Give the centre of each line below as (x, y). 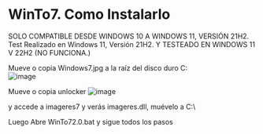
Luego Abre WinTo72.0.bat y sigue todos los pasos (91, 121)
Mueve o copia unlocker (47, 91)
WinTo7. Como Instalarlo (89, 14)
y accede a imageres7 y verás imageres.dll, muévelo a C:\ (102, 107)
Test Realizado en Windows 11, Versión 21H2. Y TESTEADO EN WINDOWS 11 (132, 44)
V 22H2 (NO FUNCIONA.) (50, 53)
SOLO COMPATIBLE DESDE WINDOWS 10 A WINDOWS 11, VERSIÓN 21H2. (129, 36)
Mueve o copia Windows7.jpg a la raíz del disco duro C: (98, 67)
